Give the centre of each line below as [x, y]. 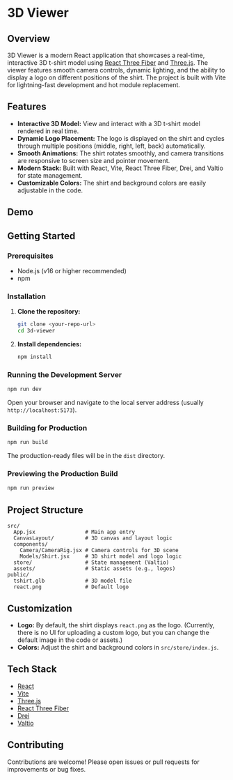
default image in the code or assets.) [70, 640]
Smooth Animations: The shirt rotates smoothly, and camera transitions [120, 153]
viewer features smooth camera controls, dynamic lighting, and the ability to [116, 70]
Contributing [35, 745]
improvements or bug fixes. [47, 769]
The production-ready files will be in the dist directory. [86, 456]
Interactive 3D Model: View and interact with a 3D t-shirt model [109, 123]
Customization [40, 608]
